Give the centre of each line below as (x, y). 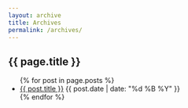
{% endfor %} (42, 97)
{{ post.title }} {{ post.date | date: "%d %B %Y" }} (100, 89)
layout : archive (35, 15)
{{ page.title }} (44, 61)
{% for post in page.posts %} (67, 81)
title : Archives (35, 23)
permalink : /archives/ (45, 30)
